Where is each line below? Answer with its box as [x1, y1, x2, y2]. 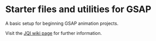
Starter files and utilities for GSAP [5, 4, 152, 15]
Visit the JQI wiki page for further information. [5, 30, 102, 36]
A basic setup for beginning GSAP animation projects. [5, 20, 119, 26]
